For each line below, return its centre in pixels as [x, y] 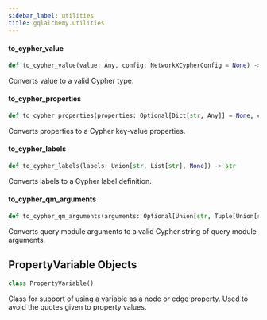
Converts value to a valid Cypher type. [71, 80]
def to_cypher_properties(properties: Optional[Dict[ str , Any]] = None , [131, 115]
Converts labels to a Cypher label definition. [80, 181]
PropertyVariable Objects [73, 265]
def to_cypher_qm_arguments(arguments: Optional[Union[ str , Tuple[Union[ [133, 216]
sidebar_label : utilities [51, 16]
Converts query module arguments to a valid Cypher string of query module [132, 231]
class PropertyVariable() [51, 283]
